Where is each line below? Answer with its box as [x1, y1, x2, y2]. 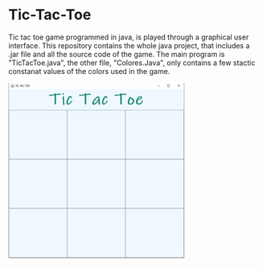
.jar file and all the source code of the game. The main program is [8, 49, 225, 59]
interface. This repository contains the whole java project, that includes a [8, 40, 250, 50]
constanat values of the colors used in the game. [8, 66, 171, 76]
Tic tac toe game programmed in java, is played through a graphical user [8, 32, 249, 42]
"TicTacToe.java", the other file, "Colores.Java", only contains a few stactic [8, 58, 256, 68]
